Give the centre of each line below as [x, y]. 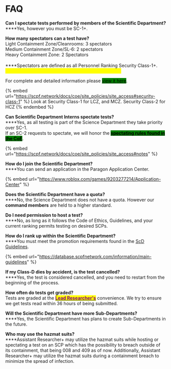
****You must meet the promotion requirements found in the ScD [75, 241]
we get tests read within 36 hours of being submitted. [62, 303]
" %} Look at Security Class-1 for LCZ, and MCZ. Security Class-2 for [93, 101]
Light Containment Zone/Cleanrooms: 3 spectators [59, 43]
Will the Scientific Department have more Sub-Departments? [71, 313]
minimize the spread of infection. [40, 361]
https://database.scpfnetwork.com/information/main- [95, 256]
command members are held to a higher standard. [59, 205]
